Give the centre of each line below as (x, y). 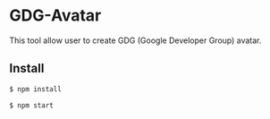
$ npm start (31, 105)
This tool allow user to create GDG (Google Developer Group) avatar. (135, 40)
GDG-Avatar (55, 16)
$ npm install (36, 89)
